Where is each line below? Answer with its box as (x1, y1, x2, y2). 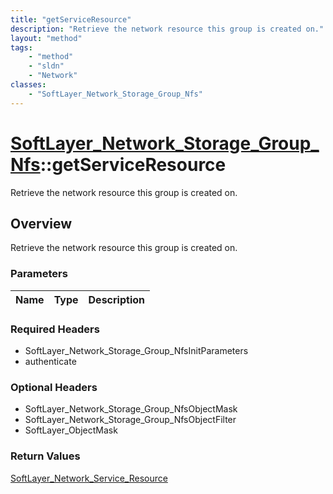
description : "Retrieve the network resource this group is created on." (10, 24, 325, 34)
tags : (10, 42, 33, 53)
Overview (10, 215, 73, 232)
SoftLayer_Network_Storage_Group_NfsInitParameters (24, 344, 249, 356)
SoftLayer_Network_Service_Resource (10, 472, 168, 484)
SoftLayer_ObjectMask (24, 424, 118, 436)
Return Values (10, 449, 81, 463)
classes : (10, 80, 47, 90)
